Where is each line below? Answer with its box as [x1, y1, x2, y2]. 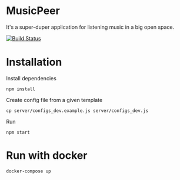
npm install [6, 86, 35, 92]
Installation [6, 56, 62, 69]
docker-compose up [6, 168, 51, 174]
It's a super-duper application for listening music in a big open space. [6, 23, 175, 30]
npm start [6, 129, 31, 135]
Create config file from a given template [6, 96, 103, 103]
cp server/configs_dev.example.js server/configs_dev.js [6, 107, 149, 114]
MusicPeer [6, 4, 60, 18]
